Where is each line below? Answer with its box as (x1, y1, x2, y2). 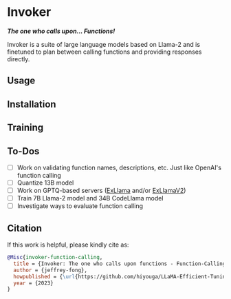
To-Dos (7, 145, 40, 157)
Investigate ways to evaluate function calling (16, 202, 143, 210)
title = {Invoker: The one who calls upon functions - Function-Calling (13, 260, 226, 267)
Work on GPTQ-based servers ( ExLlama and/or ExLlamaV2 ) (16, 187, 186, 195)
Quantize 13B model (16, 178, 74, 187)
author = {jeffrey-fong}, (13, 267, 88, 274)
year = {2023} (13, 280, 54, 287)
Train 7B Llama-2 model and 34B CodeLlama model (16, 194, 164, 203)
